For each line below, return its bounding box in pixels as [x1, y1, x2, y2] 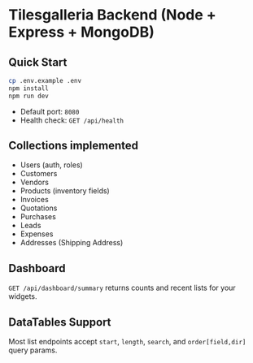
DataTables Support [8, 315, 111, 329]
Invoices [20, 195, 49, 205]
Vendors [20, 177, 49, 188]
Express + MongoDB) [8, 23, 155, 41]
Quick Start [8, 55, 68, 69]
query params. [8, 345, 58, 355]
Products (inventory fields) [20, 186, 110, 196]
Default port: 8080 [20, 106, 80, 116]
